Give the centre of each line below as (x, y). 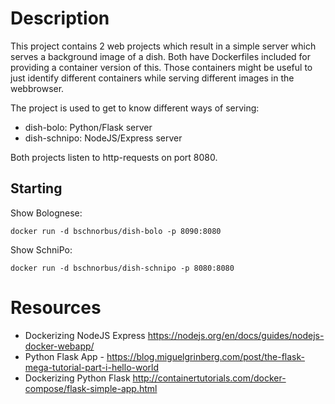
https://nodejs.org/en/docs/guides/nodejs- (236, 335)
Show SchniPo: (41, 249)
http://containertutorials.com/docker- (209, 378)
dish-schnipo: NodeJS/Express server (103, 138)
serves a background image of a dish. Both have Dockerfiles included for (161, 56)
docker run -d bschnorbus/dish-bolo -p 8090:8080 (116, 231)
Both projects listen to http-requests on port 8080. (114, 157)
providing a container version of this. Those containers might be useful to (161, 67)
